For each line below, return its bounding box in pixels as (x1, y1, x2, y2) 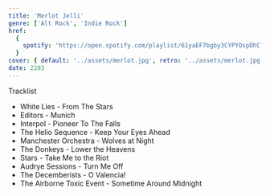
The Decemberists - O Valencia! (19, 169, 126, 179)
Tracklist (8, 86, 37, 96)
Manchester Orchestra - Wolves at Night (19, 136, 154, 145)
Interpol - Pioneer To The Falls (19, 118, 121, 129)
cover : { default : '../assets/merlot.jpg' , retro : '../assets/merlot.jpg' (8, 57, 264, 65)
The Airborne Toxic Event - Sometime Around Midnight (19, 178, 202, 188)
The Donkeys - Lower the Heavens (19, 144, 136, 153)
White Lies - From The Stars (19, 101, 114, 111)
